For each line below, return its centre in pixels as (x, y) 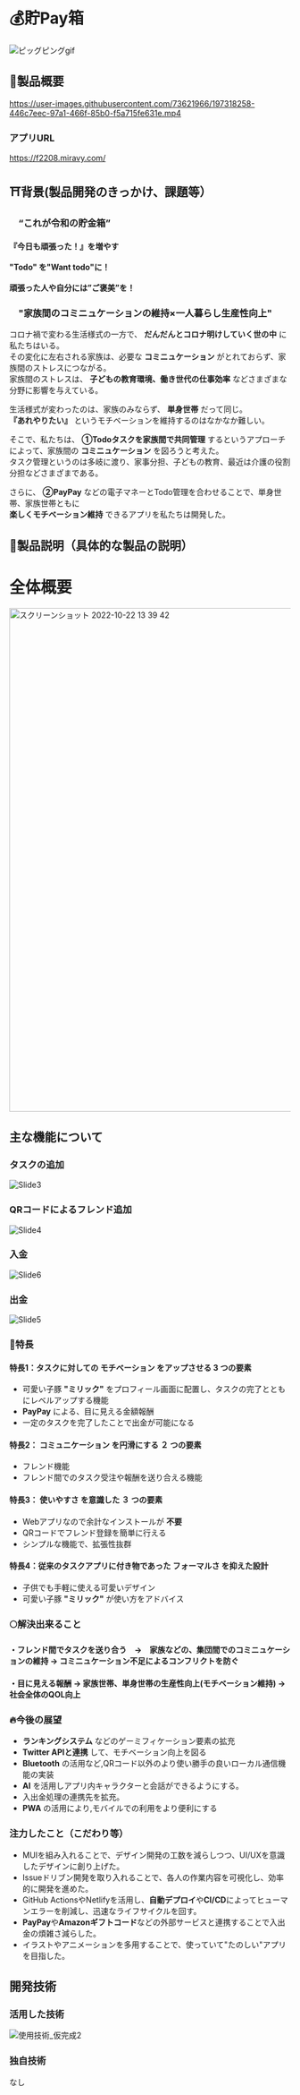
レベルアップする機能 (69, 1400)
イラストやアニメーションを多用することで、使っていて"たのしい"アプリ (154, 1945)
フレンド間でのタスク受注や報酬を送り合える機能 (112, 1477)
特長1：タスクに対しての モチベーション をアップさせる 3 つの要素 (130, 1367)
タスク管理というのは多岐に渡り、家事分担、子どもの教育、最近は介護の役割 (150, 462)
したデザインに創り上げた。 (73, 1866)
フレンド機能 (46, 1466)
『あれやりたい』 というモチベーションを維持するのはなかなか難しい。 (139, 421)
